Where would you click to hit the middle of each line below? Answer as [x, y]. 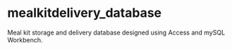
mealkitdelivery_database [85, 13]
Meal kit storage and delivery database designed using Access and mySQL [116, 32]
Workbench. [25, 39]
